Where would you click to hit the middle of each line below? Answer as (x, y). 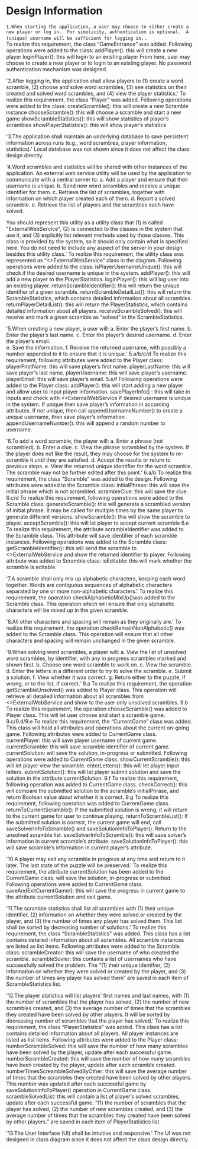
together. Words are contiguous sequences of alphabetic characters (89, 585)
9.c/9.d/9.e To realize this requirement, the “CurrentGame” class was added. (99, 721)
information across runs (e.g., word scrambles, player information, (87, 142)
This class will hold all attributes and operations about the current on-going (98, 728)
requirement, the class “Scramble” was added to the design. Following (92, 478)
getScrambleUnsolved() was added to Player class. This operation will (91, 690)
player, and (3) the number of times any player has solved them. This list (94, 921)
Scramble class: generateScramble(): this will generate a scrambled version (98, 504)
